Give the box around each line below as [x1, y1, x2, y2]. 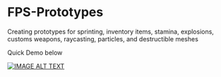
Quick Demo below [7, 48, 63, 57]
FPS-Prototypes [7, 4, 104, 20]
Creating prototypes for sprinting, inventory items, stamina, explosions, [7, 27, 214, 36]
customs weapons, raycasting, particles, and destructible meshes [7, 34, 199, 43]
